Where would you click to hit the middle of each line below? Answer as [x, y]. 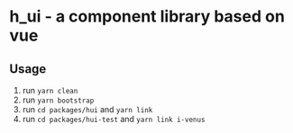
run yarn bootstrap [58, 100]
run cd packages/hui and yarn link [87, 109]
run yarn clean [50, 90]
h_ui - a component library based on [147, 17]
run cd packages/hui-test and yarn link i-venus [114, 119]
